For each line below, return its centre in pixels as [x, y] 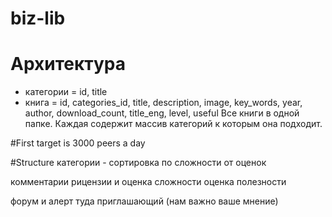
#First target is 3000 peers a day [78, 143]
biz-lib [38, 18]
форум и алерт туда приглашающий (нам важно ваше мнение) [144, 201]
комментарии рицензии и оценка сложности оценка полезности [148, 182]
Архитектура [68, 64]
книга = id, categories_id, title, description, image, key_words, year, [163, 103]
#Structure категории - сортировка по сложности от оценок [138, 163]
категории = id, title [66, 92]
